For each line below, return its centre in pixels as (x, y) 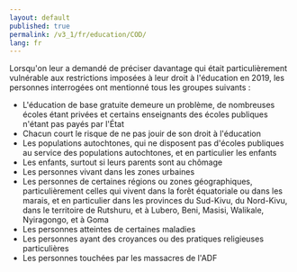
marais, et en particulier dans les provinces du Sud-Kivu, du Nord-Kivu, (155, 201)
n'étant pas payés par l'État (73, 124)
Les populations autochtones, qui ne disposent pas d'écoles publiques (153, 143)
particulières (45, 249)
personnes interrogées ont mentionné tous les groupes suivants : (130, 87)
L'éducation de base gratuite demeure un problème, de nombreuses (148, 105)
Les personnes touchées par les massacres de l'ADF (120, 258)
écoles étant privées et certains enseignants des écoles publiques (145, 114)
